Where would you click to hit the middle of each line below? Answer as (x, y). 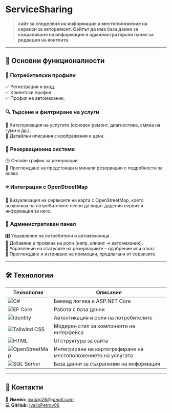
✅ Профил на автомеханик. (35, 98)
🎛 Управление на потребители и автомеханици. (58, 235)
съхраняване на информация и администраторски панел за (86, 34)
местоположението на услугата (93, 355)
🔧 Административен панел (41, 224)
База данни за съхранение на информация (107, 363)
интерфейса (69, 332)
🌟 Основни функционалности (55, 61)
